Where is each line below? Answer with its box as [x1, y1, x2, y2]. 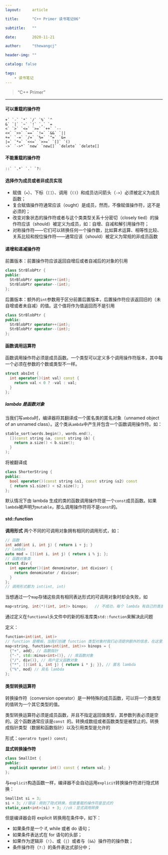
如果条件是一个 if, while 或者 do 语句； [12, 825, 91, 831]
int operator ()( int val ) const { [9, 376, 79, 381]
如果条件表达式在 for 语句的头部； [12, 832, 82, 838]
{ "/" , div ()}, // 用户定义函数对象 [9, 657, 78, 662]
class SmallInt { [5, 756, 41, 761]
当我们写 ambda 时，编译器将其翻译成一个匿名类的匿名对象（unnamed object [5, 415, 159, 421]
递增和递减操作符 [5, 246, 40, 252]
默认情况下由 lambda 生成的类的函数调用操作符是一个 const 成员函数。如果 [5, 497, 157, 504]
